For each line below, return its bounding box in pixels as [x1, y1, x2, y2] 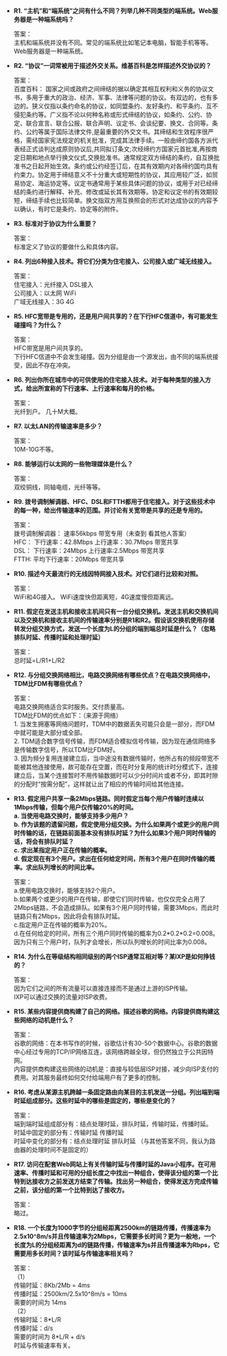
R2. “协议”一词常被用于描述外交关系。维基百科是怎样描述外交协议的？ [13, 62, 212, 69]
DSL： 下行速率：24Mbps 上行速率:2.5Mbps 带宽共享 [13, 547, 165, 555]
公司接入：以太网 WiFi [13, 289, 77, 297]
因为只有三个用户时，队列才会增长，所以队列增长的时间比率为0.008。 [13, 938, 211, 946]
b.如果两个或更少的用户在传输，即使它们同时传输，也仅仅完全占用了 [13, 895, 206, 903]
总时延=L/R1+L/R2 [13, 656, 65, 665]
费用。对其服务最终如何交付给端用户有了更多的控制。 [13, 1074, 165, 1081]
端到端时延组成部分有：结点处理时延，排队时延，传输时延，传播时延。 [13, 1120, 213, 1128]
